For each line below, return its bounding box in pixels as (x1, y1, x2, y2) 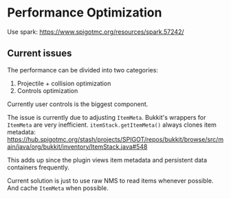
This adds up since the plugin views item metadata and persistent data (7, 156, 208, 164)
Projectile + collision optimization (16, 79, 111, 87)
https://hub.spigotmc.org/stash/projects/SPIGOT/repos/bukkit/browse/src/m (7, 135, 224, 143)
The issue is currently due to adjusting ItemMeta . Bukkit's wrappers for (7, 113, 206, 121)
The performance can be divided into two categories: (7, 65, 158, 74)
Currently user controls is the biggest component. (7, 100, 148, 108)
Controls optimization (16, 86, 78, 94)
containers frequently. (7, 163, 70, 171)
